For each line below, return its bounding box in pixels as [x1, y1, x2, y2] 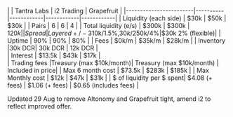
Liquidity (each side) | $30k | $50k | [122, 14, 227, 22]
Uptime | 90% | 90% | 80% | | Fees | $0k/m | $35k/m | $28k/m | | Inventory [7, 36, 226, 45]
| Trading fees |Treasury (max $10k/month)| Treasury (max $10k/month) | [7, 59, 219, 67]
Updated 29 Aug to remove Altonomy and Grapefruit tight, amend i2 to [7, 95, 211, 103]
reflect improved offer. [7, 102, 72, 110]
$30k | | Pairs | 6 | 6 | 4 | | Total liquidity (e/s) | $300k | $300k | [7, 22, 190, 29]
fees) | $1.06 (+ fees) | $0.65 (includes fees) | [7, 81, 139, 89]
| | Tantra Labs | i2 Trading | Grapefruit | [7, 7, 123, 15]
